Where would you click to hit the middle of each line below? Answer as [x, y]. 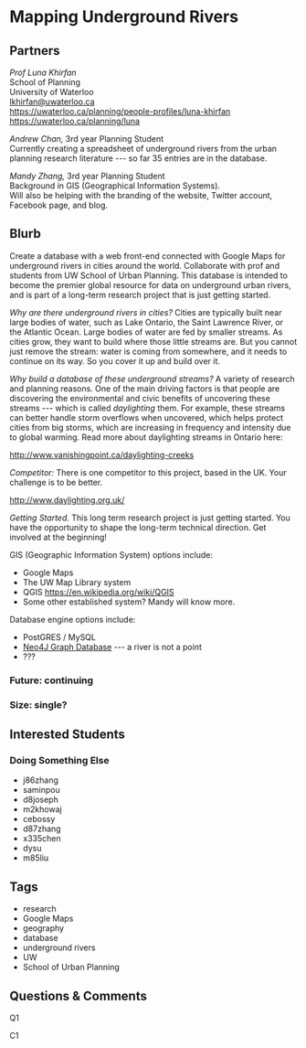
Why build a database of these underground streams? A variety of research [152, 379]
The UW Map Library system [77, 582]
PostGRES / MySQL [59, 636]
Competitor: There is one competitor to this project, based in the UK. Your [148, 472]
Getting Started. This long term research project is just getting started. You [150, 518]
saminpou [42, 790]
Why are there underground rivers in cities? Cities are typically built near [146, 312]
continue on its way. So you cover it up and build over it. [115, 361]
